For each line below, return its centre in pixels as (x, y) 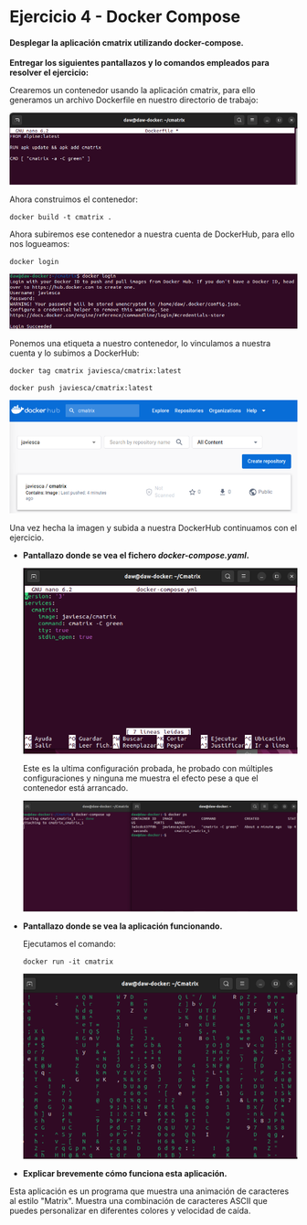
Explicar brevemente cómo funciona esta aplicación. (125, 1173)
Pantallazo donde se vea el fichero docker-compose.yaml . (136, 555)
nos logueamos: (40, 244)
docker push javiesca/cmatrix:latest (81, 388)
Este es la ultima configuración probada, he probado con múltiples (148, 768)
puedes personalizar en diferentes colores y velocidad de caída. (130, 1210)
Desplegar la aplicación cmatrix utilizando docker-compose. (127, 42)
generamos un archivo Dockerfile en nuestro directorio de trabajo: (134, 100)
